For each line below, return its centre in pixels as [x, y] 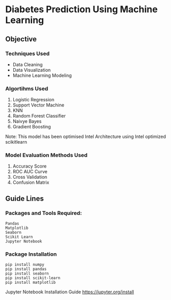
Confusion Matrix [31, 182]
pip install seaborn [27, 274]
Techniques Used [28, 53]
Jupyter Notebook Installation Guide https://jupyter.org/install [70, 292]
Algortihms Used [27, 89]
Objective [21, 39]
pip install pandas [26, 269]
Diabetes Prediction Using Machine [82, 9]
